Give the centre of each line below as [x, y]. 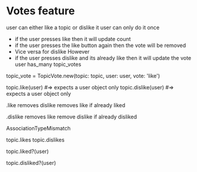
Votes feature [41, 11]
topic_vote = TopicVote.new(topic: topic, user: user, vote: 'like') [83, 76]
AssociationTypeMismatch [38, 128]
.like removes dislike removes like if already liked [66, 105]
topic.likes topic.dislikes [35, 140]
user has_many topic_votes [48, 64]
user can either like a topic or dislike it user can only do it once [83, 27]
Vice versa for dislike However [52, 51]
